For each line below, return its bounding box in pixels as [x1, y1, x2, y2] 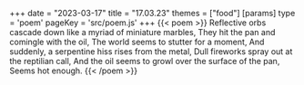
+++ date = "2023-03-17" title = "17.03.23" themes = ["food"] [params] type [9, 8, 296, 18]
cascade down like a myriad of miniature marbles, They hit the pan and [9, 27, 276, 37]
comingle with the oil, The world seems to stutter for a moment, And [9, 36, 265, 47]
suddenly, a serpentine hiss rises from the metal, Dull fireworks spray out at [9, 46, 293, 57]
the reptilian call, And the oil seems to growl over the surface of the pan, [9, 56, 280, 66]
